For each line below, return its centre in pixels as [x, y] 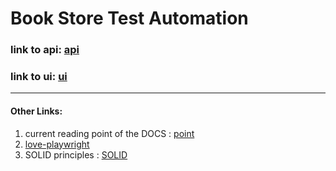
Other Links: [36, 111]
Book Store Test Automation [129, 18]
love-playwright [57, 144]
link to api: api [45, 50]
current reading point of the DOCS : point [109, 133]
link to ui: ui [39, 77]
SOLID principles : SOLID [76, 154]
